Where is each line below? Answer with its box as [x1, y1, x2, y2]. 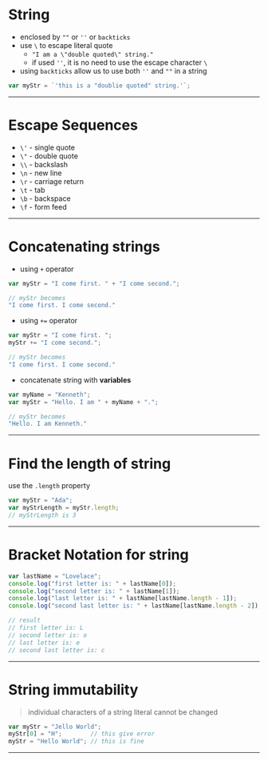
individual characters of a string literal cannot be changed [27, 707, 218, 717]
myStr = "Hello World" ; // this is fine [8, 738, 145, 746]
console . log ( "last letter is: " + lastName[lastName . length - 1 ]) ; [8, 595, 238, 603]
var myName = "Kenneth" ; [8, 391, 91, 399]
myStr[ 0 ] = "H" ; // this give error [8, 730, 156, 738]
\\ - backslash [19, 159, 69, 169]
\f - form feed [19, 202, 67, 211]
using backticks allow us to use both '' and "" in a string [19, 66, 207, 75]
